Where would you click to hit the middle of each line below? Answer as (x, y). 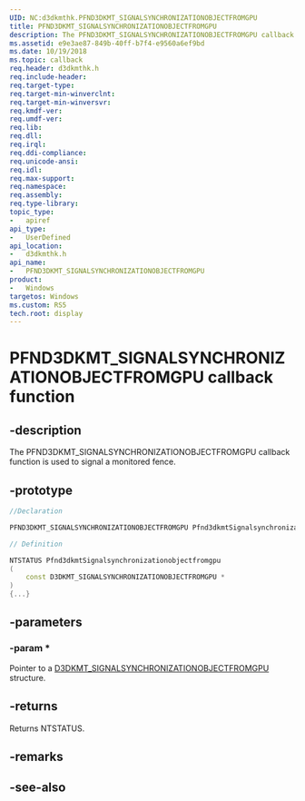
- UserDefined (40, 237)
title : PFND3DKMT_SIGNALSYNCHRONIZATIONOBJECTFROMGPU (113, 26)
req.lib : (26, 128)
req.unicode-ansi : (44, 161)
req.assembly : (36, 195)
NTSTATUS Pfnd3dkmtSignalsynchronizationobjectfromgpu (115, 560)
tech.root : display (46, 313)
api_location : (36, 246)
